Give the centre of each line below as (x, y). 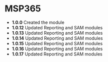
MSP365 (23, 9)
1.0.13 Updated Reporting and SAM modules (57, 33)
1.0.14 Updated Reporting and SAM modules (57, 38)
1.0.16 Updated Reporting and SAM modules (57, 49)
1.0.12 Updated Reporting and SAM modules (57, 27)
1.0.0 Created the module (38, 22)
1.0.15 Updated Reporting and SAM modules (57, 43)
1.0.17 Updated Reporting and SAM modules (57, 54)
